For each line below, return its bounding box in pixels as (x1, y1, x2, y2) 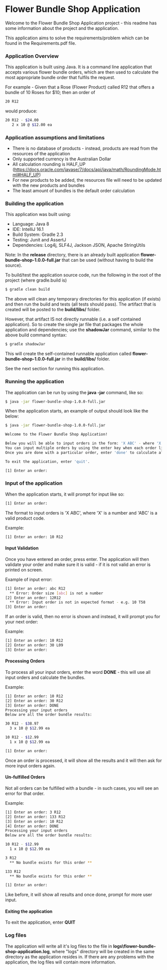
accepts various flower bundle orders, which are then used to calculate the (5, 69, 159, 75)
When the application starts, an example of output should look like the (5, 408, 149, 414)
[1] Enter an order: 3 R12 (5, 810, 61, 815)
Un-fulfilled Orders (5, 774, 45, 780)
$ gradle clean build (5, 287, 50, 292)
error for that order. (5, 790, 45, 796)
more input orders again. (5, 762, 56, 768)
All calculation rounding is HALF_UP (12, 161, 86, 167)
